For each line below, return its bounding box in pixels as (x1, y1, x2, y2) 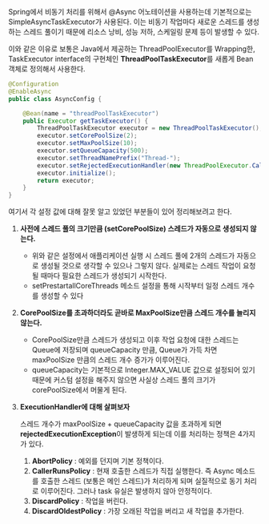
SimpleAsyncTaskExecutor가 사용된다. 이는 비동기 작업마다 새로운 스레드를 (8, 17, 245, 26)
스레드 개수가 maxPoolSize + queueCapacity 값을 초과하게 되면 (19, 419, 223, 429)
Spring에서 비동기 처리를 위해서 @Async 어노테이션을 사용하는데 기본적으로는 (8, 7, 252, 16)
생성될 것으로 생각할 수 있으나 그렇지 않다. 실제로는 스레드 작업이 (40, 261, 242, 271)
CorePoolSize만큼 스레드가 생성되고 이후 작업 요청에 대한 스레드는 (31, 335, 239, 345)
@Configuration (8, 80, 59, 88)
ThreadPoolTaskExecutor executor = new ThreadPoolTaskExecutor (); (37, 124, 263, 132)
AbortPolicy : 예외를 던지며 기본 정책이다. (31, 456, 164, 466)
